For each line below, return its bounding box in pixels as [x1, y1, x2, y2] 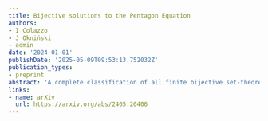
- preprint [8, 71, 45, 79]
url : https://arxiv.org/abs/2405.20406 [15, 100, 148, 108]
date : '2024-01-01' [8, 49, 73, 57]
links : [8, 85, 30, 94]
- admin [8, 41, 34, 49]
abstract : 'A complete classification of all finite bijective [8, 78, 223, 86]
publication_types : [8, 64, 73, 72]
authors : [8, 19, 37, 27]
